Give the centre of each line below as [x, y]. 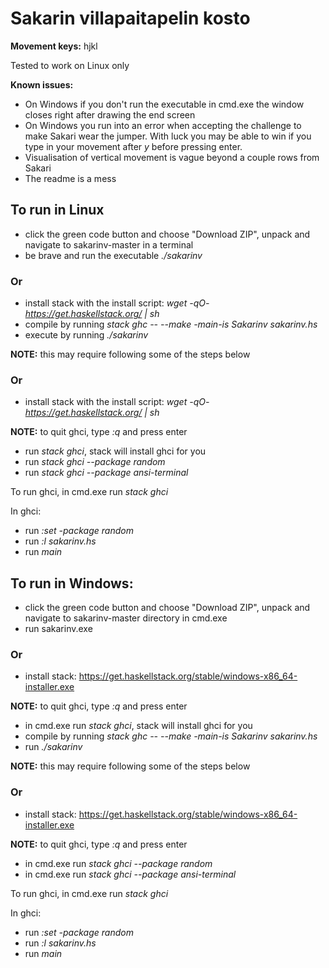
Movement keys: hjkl [54, 46]
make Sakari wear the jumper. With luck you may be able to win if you [168, 136]
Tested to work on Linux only [70, 65]
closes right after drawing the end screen [110, 114]
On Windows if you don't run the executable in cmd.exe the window [164, 104]
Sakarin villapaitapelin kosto [130, 18]
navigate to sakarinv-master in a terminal [109, 244]
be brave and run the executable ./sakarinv [113, 255]
